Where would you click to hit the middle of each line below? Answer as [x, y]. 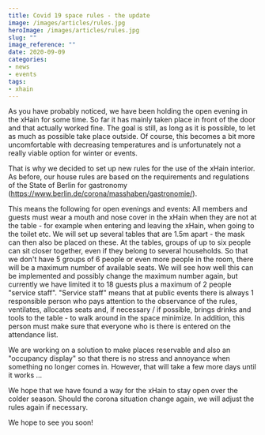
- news [19, 67]
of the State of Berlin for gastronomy [68, 186]
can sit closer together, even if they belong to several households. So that [128, 251]
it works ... [25, 375]
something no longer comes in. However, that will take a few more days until [132, 367]
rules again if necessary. [48, 407]
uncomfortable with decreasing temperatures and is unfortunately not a [125, 145]
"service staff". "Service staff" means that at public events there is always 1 [131, 293]
